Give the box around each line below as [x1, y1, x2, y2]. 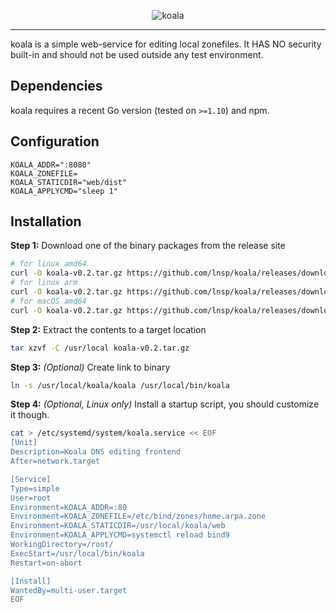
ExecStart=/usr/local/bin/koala [10, 548, 145, 559]
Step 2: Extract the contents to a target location [10, 323, 207, 335]
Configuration [10, 133, 100, 150]
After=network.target [10, 456, 101, 467]
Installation [10, 213, 82, 230]
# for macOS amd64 [10, 296, 87, 306]
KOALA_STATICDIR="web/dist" [10, 177, 128, 187]
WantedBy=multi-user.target [10, 585, 128, 595]
